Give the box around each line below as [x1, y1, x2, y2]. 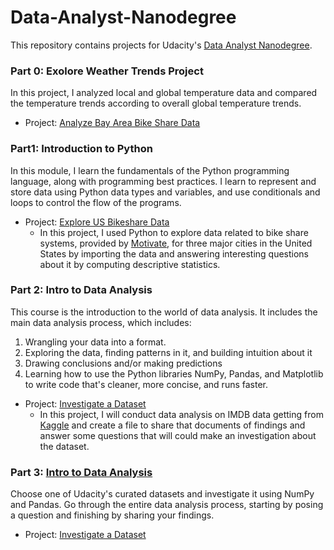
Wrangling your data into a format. [24, 336, 167, 348]
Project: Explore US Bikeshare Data [24, 216, 170, 228]
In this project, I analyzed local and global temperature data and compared [10, 87, 318, 99]
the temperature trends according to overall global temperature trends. [10, 97, 302, 110]
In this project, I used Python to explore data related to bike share [39, 226, 309, 238]
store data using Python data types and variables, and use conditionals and [10, 186, 321, 198]
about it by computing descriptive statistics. [39, 258, 221, 270]
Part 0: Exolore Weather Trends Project [10, 64, 204, 78]
